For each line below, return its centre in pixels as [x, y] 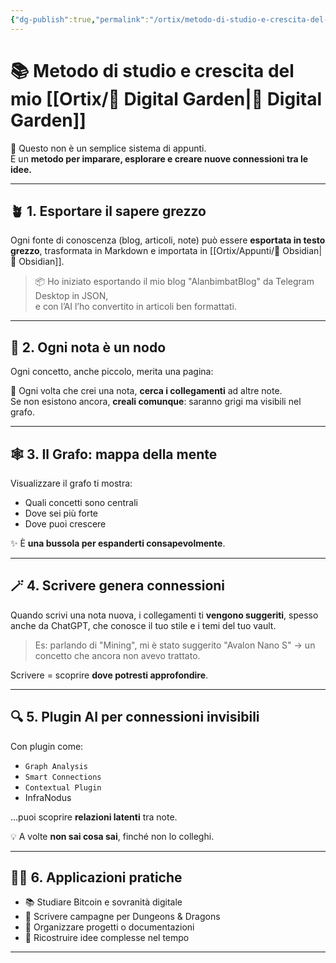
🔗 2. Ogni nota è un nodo [88, 347]
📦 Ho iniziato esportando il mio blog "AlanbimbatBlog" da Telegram [174, 282]
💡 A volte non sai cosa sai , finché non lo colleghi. [112, 836]
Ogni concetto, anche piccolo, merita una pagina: [112, 372]
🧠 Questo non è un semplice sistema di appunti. [108, 148]
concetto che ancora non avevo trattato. [117, 655]
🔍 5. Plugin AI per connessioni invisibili [135, 717]
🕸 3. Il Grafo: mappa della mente [114, 454]
